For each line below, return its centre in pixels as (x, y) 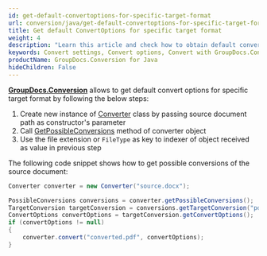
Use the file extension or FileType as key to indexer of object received (135, 139)
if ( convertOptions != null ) (56, 223)
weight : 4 (25, 38)
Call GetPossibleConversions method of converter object (113, 130)
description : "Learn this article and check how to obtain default (122, 45)
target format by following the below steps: (79, 98)
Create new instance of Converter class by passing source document (133, 114)
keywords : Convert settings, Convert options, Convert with (110, 52)
